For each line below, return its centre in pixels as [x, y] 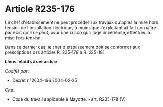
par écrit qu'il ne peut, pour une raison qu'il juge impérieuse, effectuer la [78, 32]
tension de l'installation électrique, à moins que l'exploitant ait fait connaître [81, 27]
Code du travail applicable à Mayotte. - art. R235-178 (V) [69, 99]
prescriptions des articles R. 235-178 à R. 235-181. [55, 52]
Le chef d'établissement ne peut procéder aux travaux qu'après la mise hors [81, 22]
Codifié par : [17, 71]
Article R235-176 [40, 9]
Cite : [10, 90]
